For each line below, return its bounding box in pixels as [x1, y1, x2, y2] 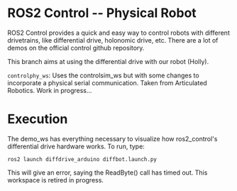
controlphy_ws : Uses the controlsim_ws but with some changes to [7, 71, 200, 80]
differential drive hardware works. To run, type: [7, 142, 145, 151]
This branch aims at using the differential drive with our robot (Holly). [7, 57, 209, 65]
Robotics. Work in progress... [7, 86, 92, 94]
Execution [7, 111, 68, 127]
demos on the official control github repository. [7, 43, 145, 52]
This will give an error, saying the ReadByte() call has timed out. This [7, 168, 208, 177]
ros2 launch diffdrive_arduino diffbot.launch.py [7, 155, 158, 163]
